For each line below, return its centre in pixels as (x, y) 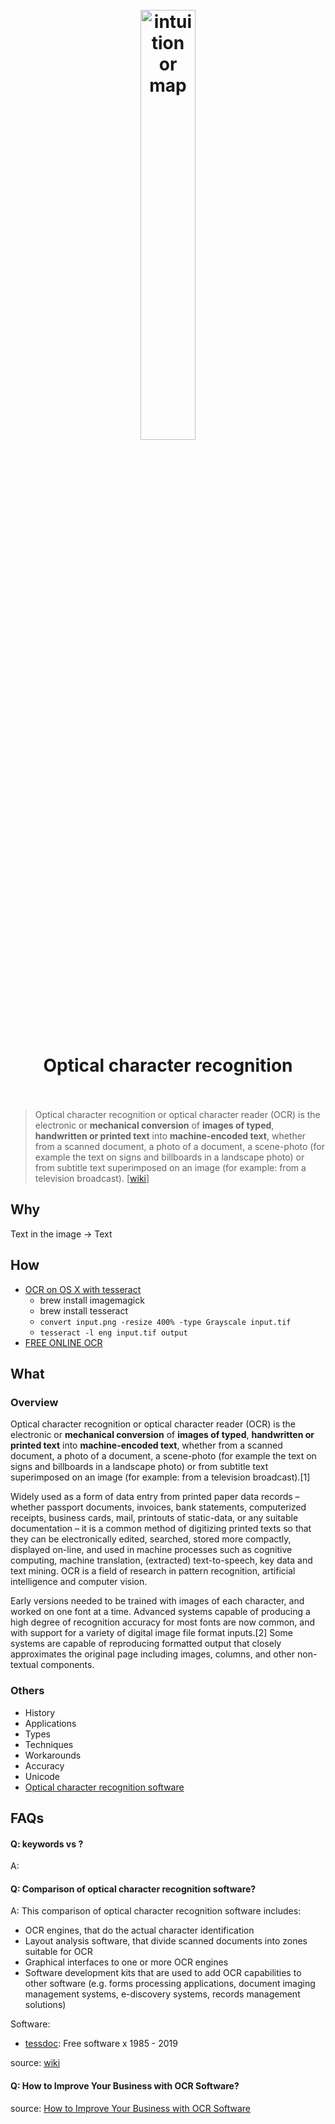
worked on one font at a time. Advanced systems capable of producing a (160, 1612)
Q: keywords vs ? (47, 1844)
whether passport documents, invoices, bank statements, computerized (158, 1507)
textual (24, 1665)
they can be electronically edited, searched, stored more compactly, (151, 1539)
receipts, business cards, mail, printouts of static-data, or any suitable (154, 1518)
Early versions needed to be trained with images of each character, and (157, 1601)
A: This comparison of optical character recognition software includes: (156, 1911)
